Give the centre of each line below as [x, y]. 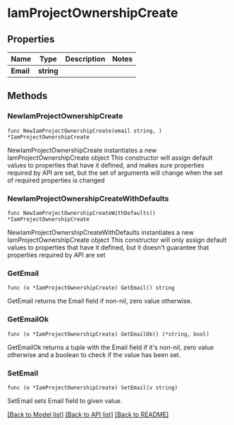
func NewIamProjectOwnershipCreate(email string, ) [85, 131]
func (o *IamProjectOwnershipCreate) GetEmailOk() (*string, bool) [109, 334]
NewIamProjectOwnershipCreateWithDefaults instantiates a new [100, 232]
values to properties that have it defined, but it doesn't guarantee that [108, 247]
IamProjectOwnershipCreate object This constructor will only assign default [117, 240]
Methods [27, 96]
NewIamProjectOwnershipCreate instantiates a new [82, 150]
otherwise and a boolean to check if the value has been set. [94, 354]
